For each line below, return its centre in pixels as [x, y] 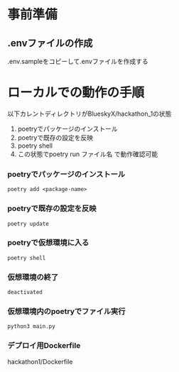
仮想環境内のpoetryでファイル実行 [66, 312]
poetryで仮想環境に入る [48, 243]
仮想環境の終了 [33, 277]
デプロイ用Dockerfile [44, 346]
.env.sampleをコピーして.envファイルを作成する [78, 61]
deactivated [25, 292]
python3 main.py [31, 327]
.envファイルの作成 [50, 43]
